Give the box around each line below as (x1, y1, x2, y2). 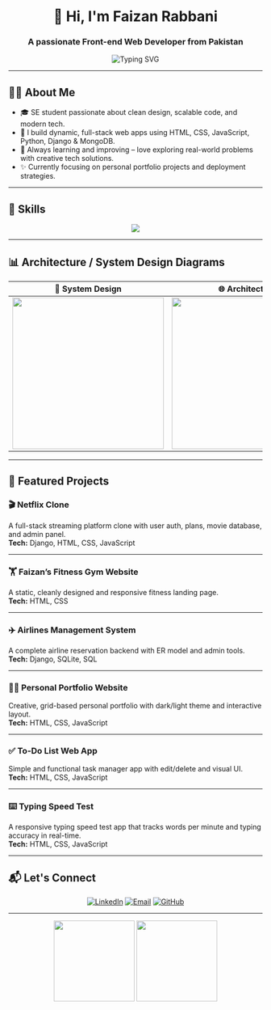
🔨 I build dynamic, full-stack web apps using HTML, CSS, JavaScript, (19, 128, 250, 137)
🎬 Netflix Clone (8, 499, 70, 510)
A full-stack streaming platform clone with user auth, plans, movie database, (8, 521, 262, 530)
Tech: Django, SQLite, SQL (8, 654, 98, 664)
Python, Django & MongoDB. (19, 137, 115, 146)
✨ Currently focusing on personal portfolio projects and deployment (19, 162, 246, 172)
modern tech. (19, 119, 65, 129)
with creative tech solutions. (19, 154, 115, 163)
